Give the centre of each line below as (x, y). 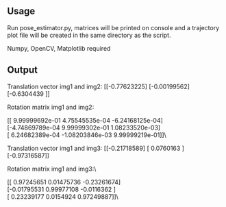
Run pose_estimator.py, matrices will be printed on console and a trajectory (113, 27)
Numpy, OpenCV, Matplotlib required (59, 48)
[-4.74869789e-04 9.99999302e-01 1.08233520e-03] (84, 127)
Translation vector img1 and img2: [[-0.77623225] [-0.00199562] (99, 86)
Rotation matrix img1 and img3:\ (52, 169)
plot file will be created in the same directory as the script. (89, 35)
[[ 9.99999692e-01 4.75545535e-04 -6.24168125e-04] (85, 120)
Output (22, 70)
